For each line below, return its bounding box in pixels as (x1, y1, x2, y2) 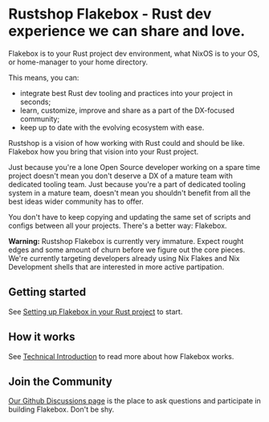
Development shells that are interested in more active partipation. (8, 262, 225, 271)
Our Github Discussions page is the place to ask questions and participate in (8, 396, 261, 406)
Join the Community (8, 374, 112, 388)
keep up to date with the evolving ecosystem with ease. (19, 122, 205, 132)
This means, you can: (8, 72, 79, 82)
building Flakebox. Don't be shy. (8, 404, 115, 415)
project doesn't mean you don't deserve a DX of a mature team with (8, 171, 233, 180)
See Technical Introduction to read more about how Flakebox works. (8, 351, 234, 361)
